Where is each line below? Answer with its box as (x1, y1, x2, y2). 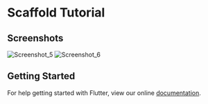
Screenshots (7, 32, 64, 44)
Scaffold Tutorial (7, 5, 105, 21)
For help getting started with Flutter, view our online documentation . (7, 88, 201, 97)
